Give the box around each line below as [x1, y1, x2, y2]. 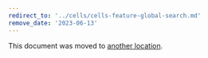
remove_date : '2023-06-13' [8, 19, 98, 27]
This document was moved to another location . [8, 41, 163, 50]
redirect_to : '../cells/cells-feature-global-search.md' [8, 11, 202, 20]
